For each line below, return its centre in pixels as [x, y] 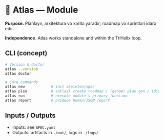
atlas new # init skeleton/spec [50, 87]
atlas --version [21, 69]
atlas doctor [18, 73]
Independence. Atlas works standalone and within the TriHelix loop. [73, 38]
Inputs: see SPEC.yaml [34, 127]
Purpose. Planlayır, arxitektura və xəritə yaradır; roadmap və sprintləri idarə [81, 23]
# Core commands [21, 82]
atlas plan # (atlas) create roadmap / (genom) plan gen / [77, 91]
